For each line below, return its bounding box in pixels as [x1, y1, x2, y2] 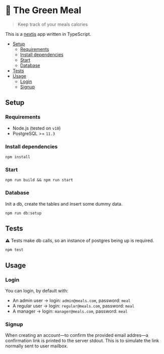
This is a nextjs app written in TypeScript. [5, 31, 91, 37]
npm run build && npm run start [5, 178, 73, 183]
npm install [5, 154, 30, 160]
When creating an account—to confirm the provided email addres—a [5, 332, 149, 338]
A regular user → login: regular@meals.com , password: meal [12, 303, 135, 309]
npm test [5, 247, 24, 252]
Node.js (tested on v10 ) [12, 125, 61, 131]
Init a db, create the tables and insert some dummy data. [5, 200, 123, 207]
